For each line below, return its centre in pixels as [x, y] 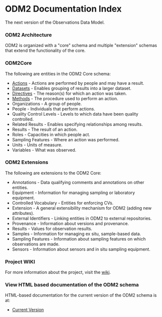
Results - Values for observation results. [52, 228]
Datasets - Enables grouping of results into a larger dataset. [72, 88]
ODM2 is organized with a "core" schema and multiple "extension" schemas [81, 45]
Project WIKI [20, 261]
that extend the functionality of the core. [45, 51]
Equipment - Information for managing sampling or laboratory [73, 193]
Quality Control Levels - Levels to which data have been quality [75, 114]
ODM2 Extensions [27, 162]
